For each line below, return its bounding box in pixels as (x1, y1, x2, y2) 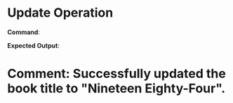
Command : (7, 28, 41, 36)
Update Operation (7, 5, 114, 21)
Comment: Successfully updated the (7, 66, 226, 81)
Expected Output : (7, 41, 60, 49)
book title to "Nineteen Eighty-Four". (7, 81, 226, 97)
